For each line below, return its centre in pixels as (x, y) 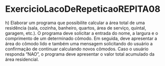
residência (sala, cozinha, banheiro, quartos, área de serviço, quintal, (76, 28)
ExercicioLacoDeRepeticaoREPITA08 (83, 9)
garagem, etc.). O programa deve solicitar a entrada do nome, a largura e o (82, 33)
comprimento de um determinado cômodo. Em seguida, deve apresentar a (81, 38)
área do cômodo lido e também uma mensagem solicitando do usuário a (79, 43)
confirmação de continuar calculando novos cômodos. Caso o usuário (77, 49)
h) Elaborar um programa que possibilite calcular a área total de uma (75, 23)
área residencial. (22, 59)
